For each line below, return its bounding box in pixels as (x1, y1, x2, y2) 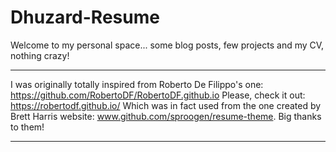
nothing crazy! (10, 49, 70, 61)
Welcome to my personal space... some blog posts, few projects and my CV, (10, 39, 325, 51)
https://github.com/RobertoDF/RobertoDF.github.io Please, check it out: (10, 89, 306, 101)
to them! (10, 121, 45, 133)
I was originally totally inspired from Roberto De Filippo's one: (10, 78, 264, 90)
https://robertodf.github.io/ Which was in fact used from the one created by (10, 99, 322, 111)
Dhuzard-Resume (10, 6, 160, 29)
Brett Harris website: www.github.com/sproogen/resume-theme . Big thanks (10, 110, 322, 122)
